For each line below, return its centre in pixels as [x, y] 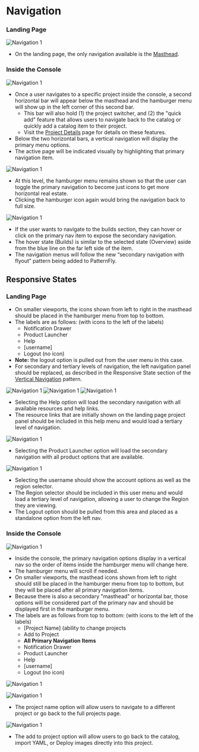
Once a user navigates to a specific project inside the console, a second [103, 94]
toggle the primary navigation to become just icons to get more [92, 187]
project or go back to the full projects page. [68, 713]
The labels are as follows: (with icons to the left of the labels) [89, 322]
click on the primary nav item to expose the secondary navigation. [96, 235]
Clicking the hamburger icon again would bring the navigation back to [100, 199]
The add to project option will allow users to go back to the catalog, [97, 736]
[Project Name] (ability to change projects [75, 628]
